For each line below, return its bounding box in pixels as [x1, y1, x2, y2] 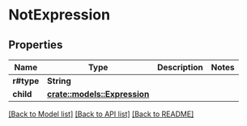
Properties [8, 38, 63, 52]
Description [156, 62, 204, 73]
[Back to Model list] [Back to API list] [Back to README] [8, 109, 194, 119]
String [47, 75, 71, 86]
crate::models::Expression [47, 89, 150, 99]
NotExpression [8, 6, 111, 24]
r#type [12, 75, 40, 86]
